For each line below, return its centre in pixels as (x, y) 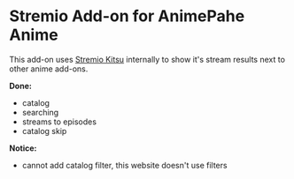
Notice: (23, 148)
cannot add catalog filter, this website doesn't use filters (124, 165)
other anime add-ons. (49, 69)
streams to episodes (59, 122)
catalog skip (44, 131)
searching (40, 112)
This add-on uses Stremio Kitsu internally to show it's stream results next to (147, 59)
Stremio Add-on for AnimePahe (127, 16)
